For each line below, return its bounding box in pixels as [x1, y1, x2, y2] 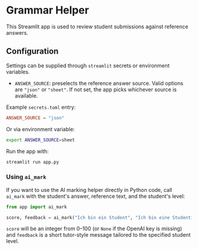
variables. [6, 68, 30, 75]
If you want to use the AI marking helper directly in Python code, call [6, 186, 173, 193]
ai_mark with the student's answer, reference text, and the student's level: [6, 192, 186, 200]
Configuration [6, 47, 59, 57]
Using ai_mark [6, 173, 47, 181]
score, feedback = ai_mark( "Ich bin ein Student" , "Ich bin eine [6, 214, 170, 221]
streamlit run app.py [6, 159, 60, 165]
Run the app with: [6, 148, 49, 155]
